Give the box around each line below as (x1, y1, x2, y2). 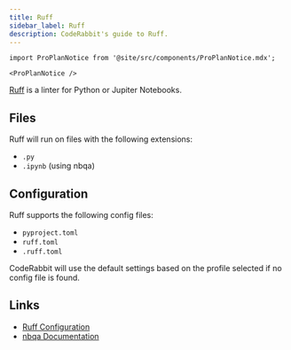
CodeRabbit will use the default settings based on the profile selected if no (9, 263, 282, 273)
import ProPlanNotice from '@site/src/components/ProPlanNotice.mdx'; (9, 54, 276, 63)
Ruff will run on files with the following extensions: (9, 134, 193, 144)
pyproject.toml (21, 229, 79, 237)
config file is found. (9, 272, 80, 283)
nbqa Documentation (21, 331, 99, 341)
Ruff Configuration (21, 321, 90, 332)
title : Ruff (9, 12, 53, 22)
